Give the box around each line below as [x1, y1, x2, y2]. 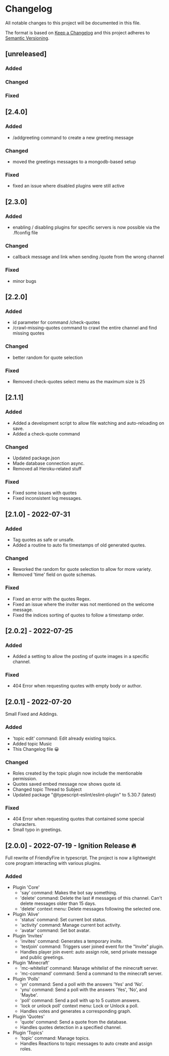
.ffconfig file [12, 230, 38, 236]
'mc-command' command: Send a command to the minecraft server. [20, 970, 163, 976]
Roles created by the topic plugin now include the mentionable [12, 770, 143, 776]
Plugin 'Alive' [12, 911, 39, 918]
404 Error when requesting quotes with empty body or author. [12, 683, 142, 689]
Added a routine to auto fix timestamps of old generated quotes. [12, 542, 146, 548]
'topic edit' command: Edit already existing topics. [12, 735, 117, 741]
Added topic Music [12, 741, 52, 747]
